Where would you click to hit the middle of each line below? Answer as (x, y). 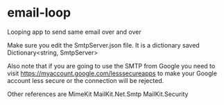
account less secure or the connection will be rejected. (86, 80)
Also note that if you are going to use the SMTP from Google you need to (111, 66)
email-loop (39, 13)
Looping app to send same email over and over (75, 32)
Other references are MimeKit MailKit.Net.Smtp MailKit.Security (98, 94)
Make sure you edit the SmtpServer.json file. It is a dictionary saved (103, 45)
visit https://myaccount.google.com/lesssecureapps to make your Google (112, 73)
